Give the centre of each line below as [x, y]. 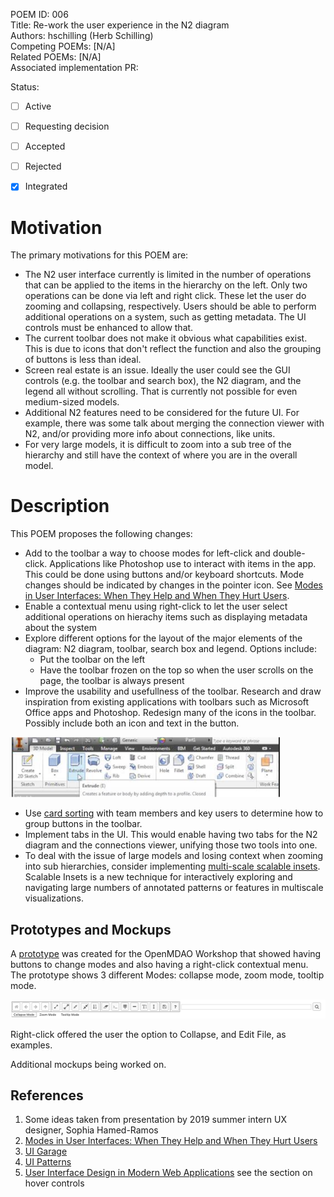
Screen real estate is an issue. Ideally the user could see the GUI [157, 370]
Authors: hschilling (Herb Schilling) [82, 35]
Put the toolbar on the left [92, 660]
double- [289, 553]
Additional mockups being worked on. [88, 1064]
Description [60, 506]
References [47, 1095]
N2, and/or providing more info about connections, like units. [150, 434]
